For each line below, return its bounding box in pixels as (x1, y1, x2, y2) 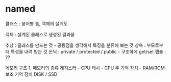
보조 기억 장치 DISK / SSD (5, 71, 58, 77)
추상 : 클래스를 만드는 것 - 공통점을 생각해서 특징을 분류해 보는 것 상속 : (5, 42, 146, 48)
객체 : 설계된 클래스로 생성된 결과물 (5, 31, 75, 37)
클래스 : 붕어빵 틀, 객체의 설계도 (5, 20, 68, 26)
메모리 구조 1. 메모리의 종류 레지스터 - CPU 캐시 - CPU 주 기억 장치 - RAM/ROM (5, 65, 165, 71)
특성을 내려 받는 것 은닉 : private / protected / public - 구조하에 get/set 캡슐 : (10, 48, 166, 54)
